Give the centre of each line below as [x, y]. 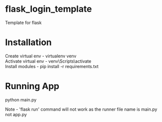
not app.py [16, 114]
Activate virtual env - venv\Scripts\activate [48, 61]
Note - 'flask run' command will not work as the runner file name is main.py [81, 109]
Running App [32, 86]
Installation [28, 42]
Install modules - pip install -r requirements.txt [52, 66]
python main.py [21, 99]
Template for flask [23, 23]
